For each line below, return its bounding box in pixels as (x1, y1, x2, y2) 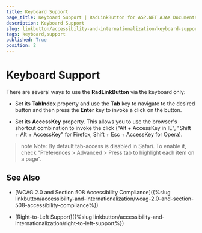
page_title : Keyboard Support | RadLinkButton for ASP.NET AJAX (6, 14, 171, 20)
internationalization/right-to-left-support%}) (14, 219, 124, 226)
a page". (20, 155, 42, 163)
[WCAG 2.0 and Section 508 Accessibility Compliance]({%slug (14, 188, 171, 196)
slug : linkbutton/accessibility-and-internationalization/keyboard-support (6, 25, 200, 32)
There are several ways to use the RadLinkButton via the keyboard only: (6, 88, 186, 95)
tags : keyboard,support (6, 31, 66, 37)
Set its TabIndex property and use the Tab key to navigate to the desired (14, 100, 195, 107)
